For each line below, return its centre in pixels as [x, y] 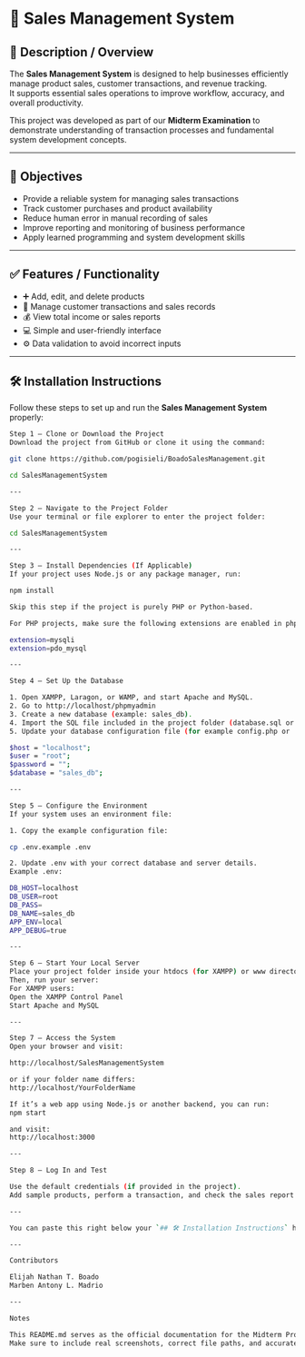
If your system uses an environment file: [91, 814]
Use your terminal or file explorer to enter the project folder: [138, 517]
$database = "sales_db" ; [56, 773]
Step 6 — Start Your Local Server [75, 963]
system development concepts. [68, 139]
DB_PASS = [26, 905]
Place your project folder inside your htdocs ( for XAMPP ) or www [138, 972]
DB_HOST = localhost [44, 888]
